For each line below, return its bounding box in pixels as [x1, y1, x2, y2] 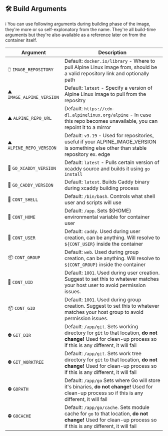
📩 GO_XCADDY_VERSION [7, 164, 56, 171]
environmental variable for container [64, 213, 150, 220]
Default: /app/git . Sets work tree [64, 350, 141, 357]
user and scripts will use [64, 199, 121, 206]
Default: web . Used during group [64, 248, 139, 255]
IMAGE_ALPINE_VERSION [7, 94, 59, 100]
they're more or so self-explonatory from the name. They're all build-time [5, 26, 156, 32]
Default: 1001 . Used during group [64, 296, 141, 303]
